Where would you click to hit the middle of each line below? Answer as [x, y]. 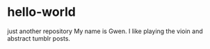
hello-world [42, 12]
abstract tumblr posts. [39, 38]
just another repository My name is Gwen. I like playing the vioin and [105, 31]
